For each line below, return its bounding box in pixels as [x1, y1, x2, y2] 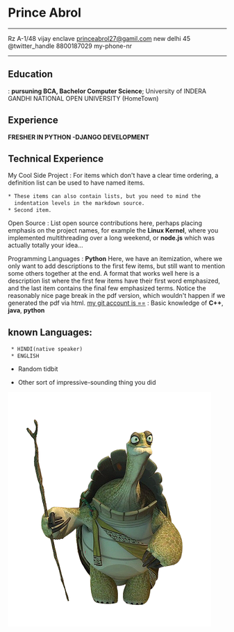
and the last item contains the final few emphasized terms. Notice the [8, 284, 207, 292]
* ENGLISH [10, 353, 40, 360]
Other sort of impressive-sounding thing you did [17, 379, 156, 387]
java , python [8, 306, 45, 315]
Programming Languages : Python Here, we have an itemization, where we [8, 255, 223, 263]
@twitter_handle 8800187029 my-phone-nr [8, 42, 133, 50]
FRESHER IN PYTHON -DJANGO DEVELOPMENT [8, 133, 150, 141]
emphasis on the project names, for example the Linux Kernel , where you [8, 226, 219, 235]
